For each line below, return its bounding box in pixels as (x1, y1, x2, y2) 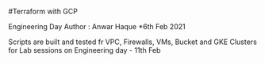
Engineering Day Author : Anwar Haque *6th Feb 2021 (8, 22, 186, 31)
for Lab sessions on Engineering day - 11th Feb (8, 46, 161, 54)
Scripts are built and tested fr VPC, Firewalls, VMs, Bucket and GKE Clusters (8, 37, 258, 46)
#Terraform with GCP (8, 7, 78, 16)
